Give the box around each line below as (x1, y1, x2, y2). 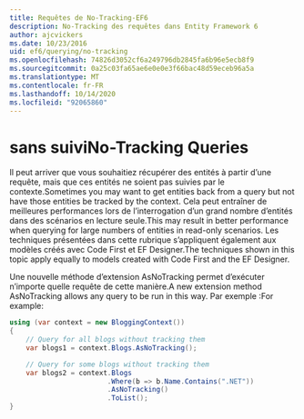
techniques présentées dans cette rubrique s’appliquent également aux (9, 234, 277, 245)
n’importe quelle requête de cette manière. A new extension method (9, 281, 262, 292)
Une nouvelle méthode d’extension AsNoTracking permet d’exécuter (9, 272, 266, 283)
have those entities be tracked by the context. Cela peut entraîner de (9, 196, 268, 207)
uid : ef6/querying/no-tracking (9, 47, 128, 56)
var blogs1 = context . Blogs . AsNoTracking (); (25, 343, 198, 353)
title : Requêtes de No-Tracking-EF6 (9, 13, 148, 23)
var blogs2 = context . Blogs (25, 368, 132, 377)
